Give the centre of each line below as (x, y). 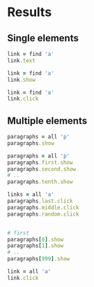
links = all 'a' (31, 195)
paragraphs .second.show (42, 169)
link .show (22, 80)
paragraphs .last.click (40, 201)
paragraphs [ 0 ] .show (36, 239)
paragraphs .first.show (40, 162)
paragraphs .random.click (43, 214)
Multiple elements (47, 121)
